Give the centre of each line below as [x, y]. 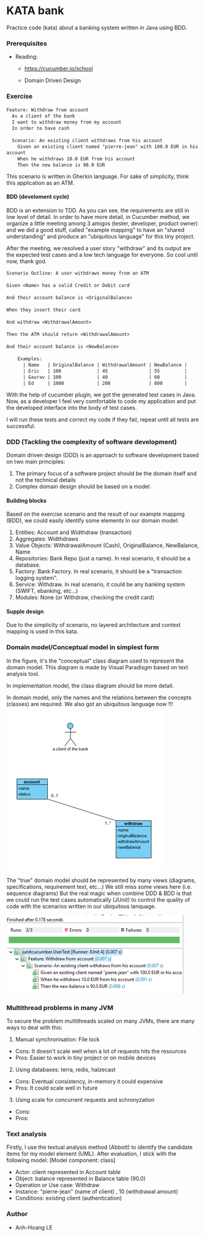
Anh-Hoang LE [34, 1227]
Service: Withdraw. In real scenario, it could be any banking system [100, 584]
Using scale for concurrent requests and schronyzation [85, 1100]
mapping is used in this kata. [42, 631]
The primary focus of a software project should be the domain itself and [106, 474]
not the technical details [46, 480]
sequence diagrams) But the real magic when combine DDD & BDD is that [99, 893]
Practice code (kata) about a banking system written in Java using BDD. [97, 28]
